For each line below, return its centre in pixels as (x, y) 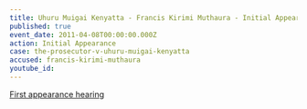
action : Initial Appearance (63, 43)
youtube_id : (32, 69)
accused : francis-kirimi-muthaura (75, 60)
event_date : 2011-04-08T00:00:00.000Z (83, 35)
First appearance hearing (57, 94)
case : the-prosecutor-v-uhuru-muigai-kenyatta (100, 52)
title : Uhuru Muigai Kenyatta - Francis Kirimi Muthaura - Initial (141, 18)
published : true (40, 26)
